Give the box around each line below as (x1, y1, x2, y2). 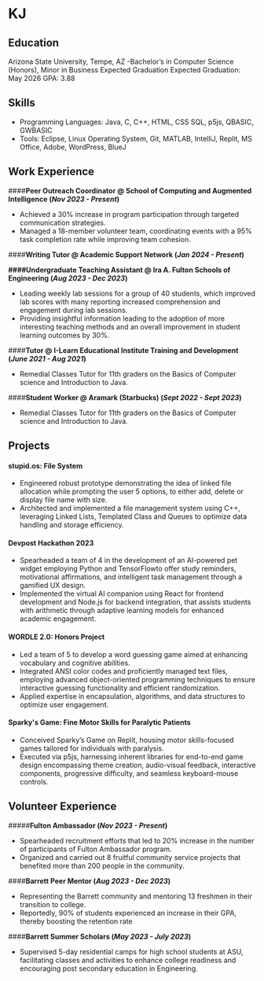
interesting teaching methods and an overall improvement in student (19, 321, 241, 331)
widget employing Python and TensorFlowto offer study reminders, (19, 564, 237, 574)
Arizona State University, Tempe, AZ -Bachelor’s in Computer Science (8, 57, 234, 66)
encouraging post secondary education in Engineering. (19, 964, 198, 973)
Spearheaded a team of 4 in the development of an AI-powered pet (19, 556, 238, 565)
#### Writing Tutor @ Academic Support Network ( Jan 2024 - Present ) (8, 249, 245, 259)
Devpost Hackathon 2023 (8, 538, 94, 547)
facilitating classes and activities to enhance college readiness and (19, 955, 236, 964)
